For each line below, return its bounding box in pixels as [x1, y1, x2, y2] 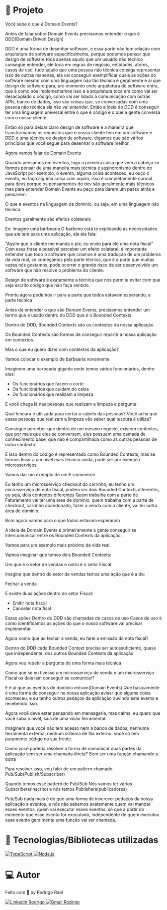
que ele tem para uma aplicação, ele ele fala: [5, 231, 97, 237]
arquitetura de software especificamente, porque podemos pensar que [5, 51, 151, 57]
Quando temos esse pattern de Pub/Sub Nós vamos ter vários [5, 781, 133, 787]
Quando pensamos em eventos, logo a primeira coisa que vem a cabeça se [5, 159, 160, 165]
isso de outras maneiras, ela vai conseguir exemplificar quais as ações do [5, 72, 157, 78]
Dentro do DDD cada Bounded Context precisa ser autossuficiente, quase [5, 645, 157, 651]
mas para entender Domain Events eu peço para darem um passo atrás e [5, 186, 155, 192]
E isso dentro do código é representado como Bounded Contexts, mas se [5, 451, 156, 457]
